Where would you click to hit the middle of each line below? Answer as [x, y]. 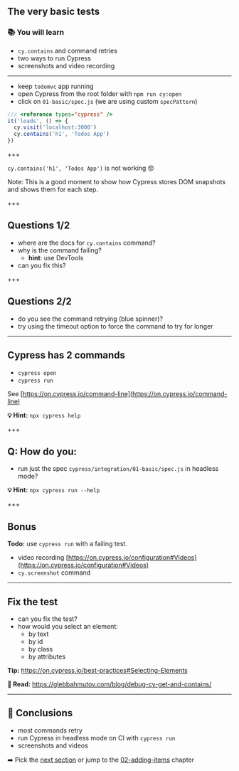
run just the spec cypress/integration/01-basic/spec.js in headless [118, 469]
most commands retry [50, 730]
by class [41, 649]
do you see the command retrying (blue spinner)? [90, 319]
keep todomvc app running [55, 86]
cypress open [37, 373]
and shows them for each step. [53, 190]
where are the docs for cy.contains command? [86, 243]
